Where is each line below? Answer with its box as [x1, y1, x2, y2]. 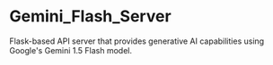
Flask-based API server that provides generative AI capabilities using [9, 36, 265, 46]
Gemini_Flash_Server [9, 6, 172, 27]
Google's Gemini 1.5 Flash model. [9, 45, 133, 55]
